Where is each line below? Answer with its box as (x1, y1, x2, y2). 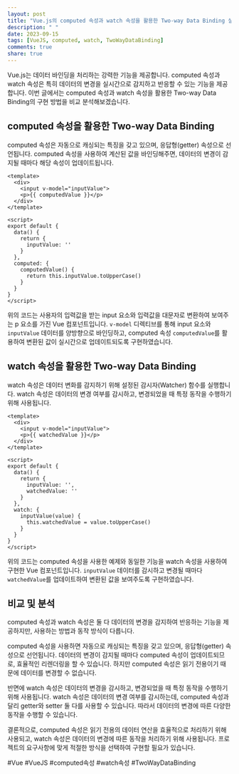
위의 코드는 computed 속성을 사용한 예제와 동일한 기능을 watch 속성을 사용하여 (7, 557, 228, 565)
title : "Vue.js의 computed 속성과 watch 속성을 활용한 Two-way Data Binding (7, 17, 225, 24)
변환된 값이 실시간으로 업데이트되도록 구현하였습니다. (26, 337, 173, 346)
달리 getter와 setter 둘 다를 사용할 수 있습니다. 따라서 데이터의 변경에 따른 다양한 (7, 701, 231, 710)
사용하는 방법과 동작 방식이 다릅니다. (33, 626, 135, 635)
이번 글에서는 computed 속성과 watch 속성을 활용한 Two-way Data (28, 88, 217, 97)
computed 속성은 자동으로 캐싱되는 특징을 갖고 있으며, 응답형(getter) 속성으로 (7, 140, 224, 149)
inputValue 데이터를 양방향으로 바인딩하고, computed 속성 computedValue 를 (7, 329, 221, 337)
